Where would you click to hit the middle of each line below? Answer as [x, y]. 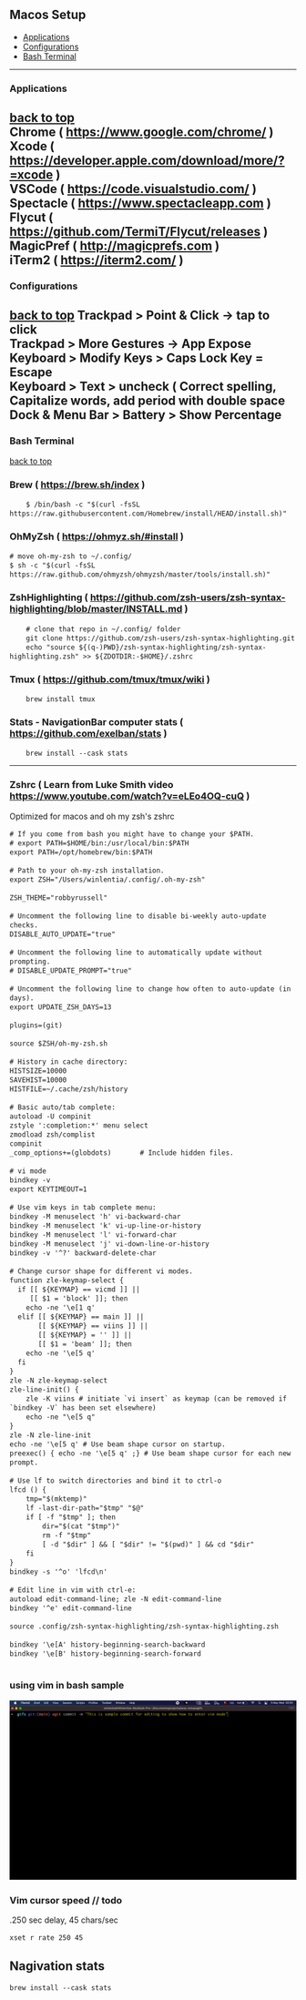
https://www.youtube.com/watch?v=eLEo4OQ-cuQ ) [130, 796]
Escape [31, 372]
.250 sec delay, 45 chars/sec [64, 1920]
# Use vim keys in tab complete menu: [83, 1207]
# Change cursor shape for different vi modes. [102, 1271]
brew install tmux [61, 699]
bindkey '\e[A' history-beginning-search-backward [107, 1644]
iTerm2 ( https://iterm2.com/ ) [97, 260]
